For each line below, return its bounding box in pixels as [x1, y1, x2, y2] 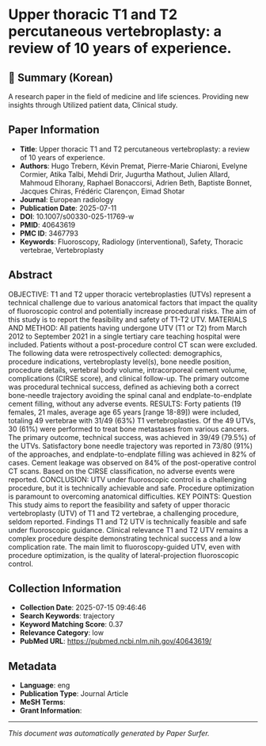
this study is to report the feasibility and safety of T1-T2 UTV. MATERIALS [8, 315, 248, 324]
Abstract [8, 268, 53, 282]
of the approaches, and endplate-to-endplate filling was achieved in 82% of [8, 450, 256, 459]
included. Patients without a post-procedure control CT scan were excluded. [8, 339, 258, 350]
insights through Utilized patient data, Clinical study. [8, 101, 178, 109]
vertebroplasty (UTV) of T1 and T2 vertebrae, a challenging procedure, [8, 508, 239, 518]
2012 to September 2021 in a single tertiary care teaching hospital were [8, 331, 241, 341]
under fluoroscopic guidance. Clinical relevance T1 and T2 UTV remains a [8, 525, 249, 534]
